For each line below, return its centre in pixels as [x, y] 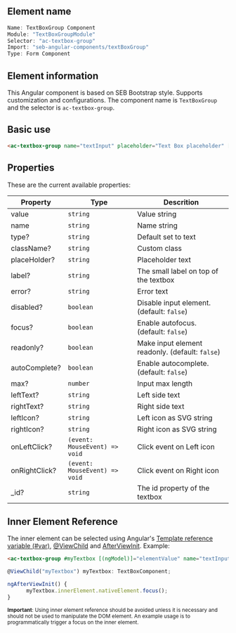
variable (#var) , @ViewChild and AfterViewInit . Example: [88, 546]
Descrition [181, 202]
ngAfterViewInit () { [38, 585]
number [79, 383]
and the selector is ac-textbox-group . [61, 107]
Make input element [169, 343]
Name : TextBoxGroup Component [52, 27]
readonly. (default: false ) [179, 352]
